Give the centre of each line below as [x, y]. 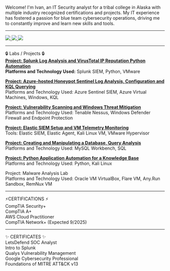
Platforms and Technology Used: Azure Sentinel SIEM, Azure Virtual [76, 92]
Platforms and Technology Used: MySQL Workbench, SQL [66, 148]
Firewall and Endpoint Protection [39, 118]
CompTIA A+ [18, 211]
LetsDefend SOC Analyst [31, 242]
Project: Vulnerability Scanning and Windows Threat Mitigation [73, 107]
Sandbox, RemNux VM [29, 184]
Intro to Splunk [20, 248]
